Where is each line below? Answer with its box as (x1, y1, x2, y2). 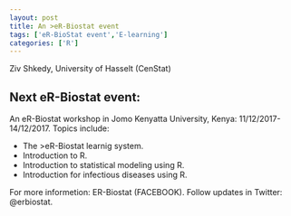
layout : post (9, 13, 59, 23)
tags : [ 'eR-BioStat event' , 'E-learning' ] (9, 30, 169, 39)
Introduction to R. (22, 150, 88, 161)
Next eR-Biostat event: (9, 89, 141, 105)
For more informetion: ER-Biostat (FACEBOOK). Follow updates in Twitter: (9, 187, 283, 198)
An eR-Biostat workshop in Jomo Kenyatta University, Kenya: (9, 114, 238, 125)
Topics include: (53, 123, 110, 134)
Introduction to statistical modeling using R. (22, 160, 185, 171)
